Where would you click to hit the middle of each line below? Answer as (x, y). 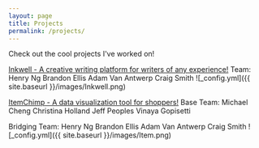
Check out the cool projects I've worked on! (82, 54)
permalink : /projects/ (47, 31)
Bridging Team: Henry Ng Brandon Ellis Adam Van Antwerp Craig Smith (127, 127)
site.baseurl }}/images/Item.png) (117, 135)
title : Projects (36, 23)
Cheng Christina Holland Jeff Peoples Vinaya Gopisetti (99, 111)
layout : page (30, 16)
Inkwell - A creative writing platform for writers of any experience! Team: (130, 70)
